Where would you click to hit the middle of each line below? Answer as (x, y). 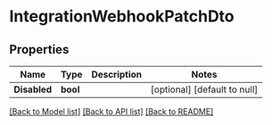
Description (117, 75)
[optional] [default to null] (204, 89)
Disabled (33, 89)
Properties (39, 50)
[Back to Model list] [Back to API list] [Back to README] (111, 112)
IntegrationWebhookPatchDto (122, 17)
